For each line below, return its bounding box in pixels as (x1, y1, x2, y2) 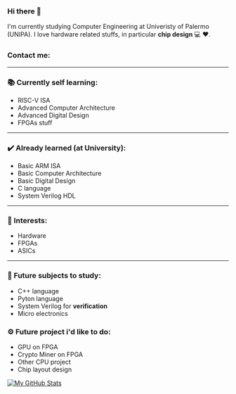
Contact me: (7, 51, 51, 61)
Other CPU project (17, 358, 72, 367)
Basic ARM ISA (17, 162, 61, 170)
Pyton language (17, 294, 63, 303)
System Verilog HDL (17, 191, 76, 200)
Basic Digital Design (17, 177, 76, 185)
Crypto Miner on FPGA (17, 350, 84, 359)
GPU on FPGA (17, 343, 58, 351)
